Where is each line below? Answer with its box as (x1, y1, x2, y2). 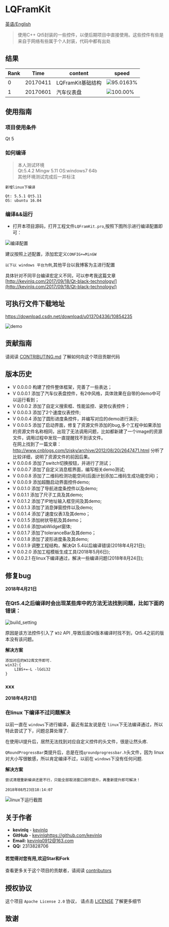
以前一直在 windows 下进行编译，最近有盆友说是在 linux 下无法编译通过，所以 (5, 721, 163, 728)
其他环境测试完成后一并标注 (17, 173, 76, 179)
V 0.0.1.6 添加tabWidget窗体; (12, 524, 72, 530)
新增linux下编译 (5, 184, 36, 190)
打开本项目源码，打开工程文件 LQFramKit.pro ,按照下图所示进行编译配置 (12, 223, 158, 229)
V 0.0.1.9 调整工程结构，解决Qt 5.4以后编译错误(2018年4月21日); (12, 542, 146, 548)
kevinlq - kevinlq (12, 827, 48, 833)
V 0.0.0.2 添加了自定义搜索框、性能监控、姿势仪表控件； (12, 403, 130, 409)
